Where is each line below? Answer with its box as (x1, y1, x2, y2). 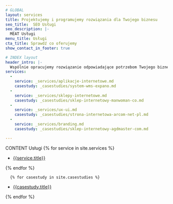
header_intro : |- (5, 59, 43, 65)
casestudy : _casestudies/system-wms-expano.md (14, 84, 116, 89)
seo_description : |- (5, 27, 50, 32)
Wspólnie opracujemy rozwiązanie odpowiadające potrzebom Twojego (10, 65, 155, 70)
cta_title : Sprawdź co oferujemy (5, 41, 77, 46)
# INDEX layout (5, 55, 38, 60)
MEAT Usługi (10, 31, 36, 36)
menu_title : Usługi (5, 36, 47, 42)
